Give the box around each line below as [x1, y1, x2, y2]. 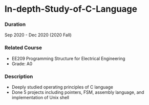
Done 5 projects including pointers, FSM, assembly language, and [11, 89, 145, 95]
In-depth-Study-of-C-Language [4, 3, 137, 15]
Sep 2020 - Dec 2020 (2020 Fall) [4, 32, 72, 38]
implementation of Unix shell [11, 95, 69, 101]
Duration [4, 21, 26, 28]
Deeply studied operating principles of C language [11, 84, 113, 90]
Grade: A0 [11, 60, 33, 67]
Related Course [4, 44, 42, 51]
